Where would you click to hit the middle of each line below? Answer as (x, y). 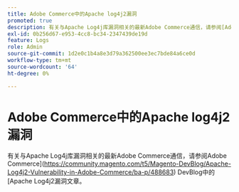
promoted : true (30, 21)
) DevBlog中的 (194, 172)
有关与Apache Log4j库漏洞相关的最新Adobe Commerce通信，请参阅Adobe (117, 156)
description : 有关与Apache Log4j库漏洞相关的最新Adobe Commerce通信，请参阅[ (116, 27)
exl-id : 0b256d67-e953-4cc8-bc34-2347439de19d (78, 34)
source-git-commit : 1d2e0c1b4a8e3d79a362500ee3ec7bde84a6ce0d (101, 54)
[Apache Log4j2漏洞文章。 (47, 181)
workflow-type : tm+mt (39, 60)
